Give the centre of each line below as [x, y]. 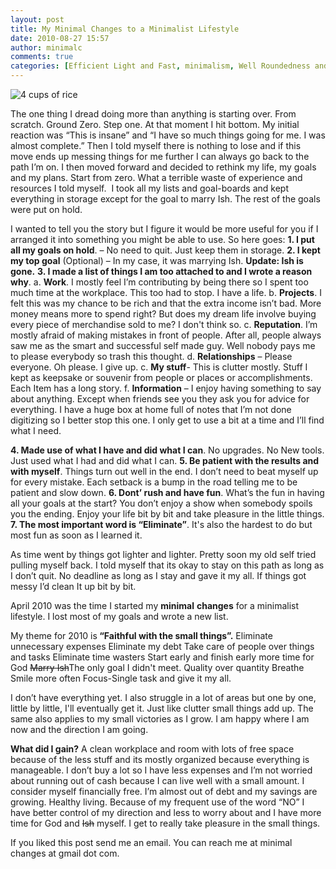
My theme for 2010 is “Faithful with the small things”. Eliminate [141, 635]
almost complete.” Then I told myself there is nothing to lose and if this [156, 145]
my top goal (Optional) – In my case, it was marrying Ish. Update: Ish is [157, 260]
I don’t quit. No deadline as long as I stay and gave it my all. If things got [158, 575]
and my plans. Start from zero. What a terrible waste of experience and [156, 177]
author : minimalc [46, 47]
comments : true [42, 57]
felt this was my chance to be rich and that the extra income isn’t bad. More [166, 303]
